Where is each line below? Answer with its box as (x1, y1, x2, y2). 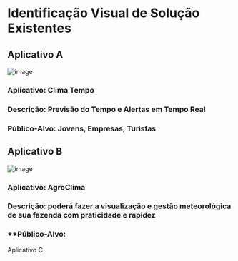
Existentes (7, 20, 71, 36)
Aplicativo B (7, 145, 63, 158)
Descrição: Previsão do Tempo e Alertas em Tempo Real (7, 104, 206, 114)
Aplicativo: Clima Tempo (7, 85, 94, 95)
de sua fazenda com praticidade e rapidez (7, 210, 156, 220)
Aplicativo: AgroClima (7, 182, 86, 192)
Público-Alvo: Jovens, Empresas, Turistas (7, 123, 156, 133)
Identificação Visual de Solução (7, 5, 200, 21)
